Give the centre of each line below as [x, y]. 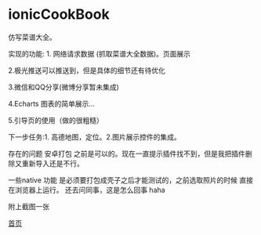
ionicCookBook [59, 14]
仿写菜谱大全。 [32, 37]
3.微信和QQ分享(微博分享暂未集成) [63, 87]
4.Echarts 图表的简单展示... [52, 103]
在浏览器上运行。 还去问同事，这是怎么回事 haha [87, 190]
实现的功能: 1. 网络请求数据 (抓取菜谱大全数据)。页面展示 [99, 53]
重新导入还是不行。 [53, 163]
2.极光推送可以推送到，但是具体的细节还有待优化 [87, 70]
